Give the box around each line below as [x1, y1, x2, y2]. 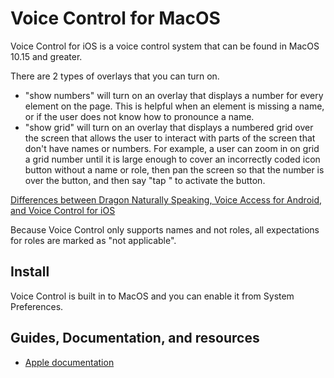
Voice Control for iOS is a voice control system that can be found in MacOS [10, 40, 320, 52]
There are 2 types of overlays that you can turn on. [10, 70, 220, 82]
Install [10, 263, 50, 281]
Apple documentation [24, 356, 115, 368]
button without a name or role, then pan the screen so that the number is [24, 163, 325, 176]
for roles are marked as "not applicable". [10, 234, 177, 246]
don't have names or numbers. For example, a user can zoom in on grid [24, 142, 320, 154]
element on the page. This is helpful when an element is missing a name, [24, 100, 325, 112]
